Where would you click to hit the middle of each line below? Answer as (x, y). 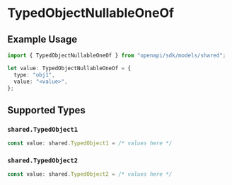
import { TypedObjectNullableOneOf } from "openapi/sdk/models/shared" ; (117, 55)
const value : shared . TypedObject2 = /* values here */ (90, 174)
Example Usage (42, 39)
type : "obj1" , (34, 75)
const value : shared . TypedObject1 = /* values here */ (90, 143)
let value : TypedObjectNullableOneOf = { (69, 68)
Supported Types (47, 110)
